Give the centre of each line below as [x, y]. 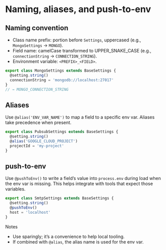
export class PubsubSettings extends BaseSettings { [62, 132]
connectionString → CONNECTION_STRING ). [55, 56]
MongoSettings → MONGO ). [38, 45]
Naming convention [37, 28]
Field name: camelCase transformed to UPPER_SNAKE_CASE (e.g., [82, 51]
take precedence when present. [38, 122]
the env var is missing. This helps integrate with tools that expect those [79, 184]
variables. [15, 189]
